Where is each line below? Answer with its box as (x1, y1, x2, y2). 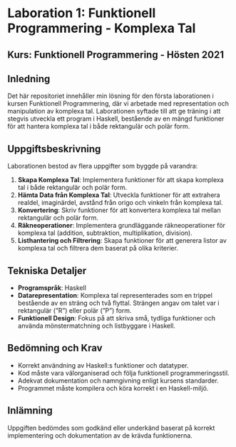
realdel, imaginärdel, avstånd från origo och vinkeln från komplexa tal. (17, 199, 223, 207)
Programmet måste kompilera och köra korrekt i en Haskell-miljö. (17, 383, 209, 392)
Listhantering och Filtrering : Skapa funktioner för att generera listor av (17, 236, 227, 245)
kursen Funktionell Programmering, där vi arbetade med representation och (7, 99, 230, 108)
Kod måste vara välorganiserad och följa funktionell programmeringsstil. (17, 368, 230, 377)
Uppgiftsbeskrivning (7, 143, 101, 155)
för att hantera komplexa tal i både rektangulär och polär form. (7, 122, 190, 131)
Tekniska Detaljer (7, 264, 87, 276)
